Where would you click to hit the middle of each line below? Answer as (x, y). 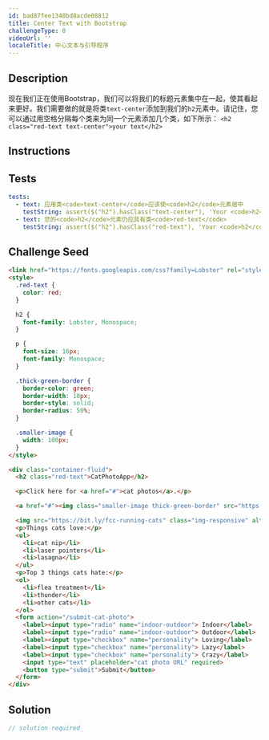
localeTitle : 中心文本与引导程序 (59, 46)
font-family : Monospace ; (64, 359)
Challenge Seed (49, 252)
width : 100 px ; (46, 440)
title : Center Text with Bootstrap (68, 23)
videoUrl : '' (30, 38)
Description (38, 78)
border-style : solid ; (58, 403)
